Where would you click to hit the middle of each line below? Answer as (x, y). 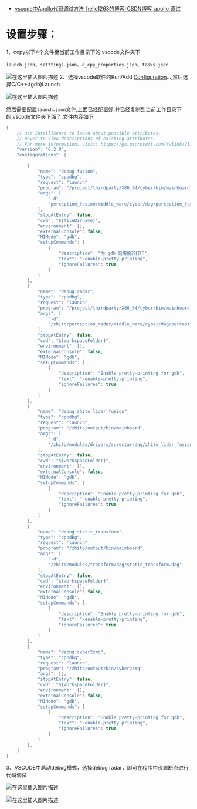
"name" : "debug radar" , (66, 292)
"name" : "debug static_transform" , (81, 532)
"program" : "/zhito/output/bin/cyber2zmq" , (91, 669)
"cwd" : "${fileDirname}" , (69, 220)
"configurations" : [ (42, 155)
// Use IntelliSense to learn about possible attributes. (89, 133)
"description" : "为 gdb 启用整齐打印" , (104, 254)
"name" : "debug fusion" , (68, 171)
